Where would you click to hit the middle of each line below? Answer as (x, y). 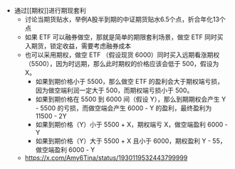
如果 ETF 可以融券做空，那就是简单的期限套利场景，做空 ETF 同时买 (124, 37)
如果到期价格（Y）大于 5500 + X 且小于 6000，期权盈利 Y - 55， (131, 141)
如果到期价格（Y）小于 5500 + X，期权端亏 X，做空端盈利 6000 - (131, 124)
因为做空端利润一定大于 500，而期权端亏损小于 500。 (114, 90)
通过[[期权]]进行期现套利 (50, 10)
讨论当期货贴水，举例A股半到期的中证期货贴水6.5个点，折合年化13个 (125, 19)
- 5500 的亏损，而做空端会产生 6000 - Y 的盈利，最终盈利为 (124, 108)
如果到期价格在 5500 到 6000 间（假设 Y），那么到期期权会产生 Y (131, 99)
